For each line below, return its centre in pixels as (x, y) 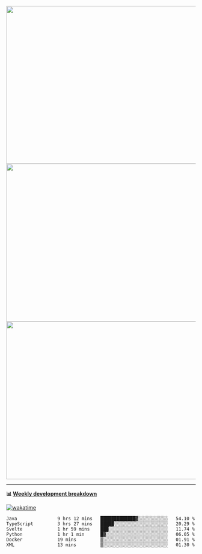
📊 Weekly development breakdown (52, 494)
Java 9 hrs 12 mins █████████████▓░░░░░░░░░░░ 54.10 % (101, 519)
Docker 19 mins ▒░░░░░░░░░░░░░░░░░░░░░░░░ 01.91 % (101, 540)
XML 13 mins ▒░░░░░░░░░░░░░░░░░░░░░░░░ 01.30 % (101, 545)
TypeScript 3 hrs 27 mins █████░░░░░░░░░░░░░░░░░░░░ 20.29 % (101, 524)
